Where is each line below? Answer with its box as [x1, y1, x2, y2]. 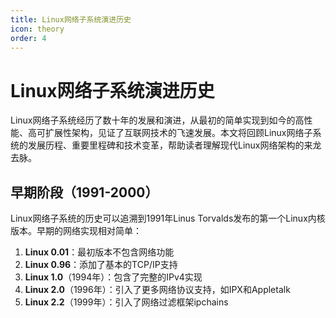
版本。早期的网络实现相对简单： [10, 225, 142, 237]
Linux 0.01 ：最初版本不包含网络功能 [24, 246, 175, 258]
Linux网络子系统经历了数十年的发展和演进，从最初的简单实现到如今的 [10, 114, 296, 126]
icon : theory [10, 24, 65, 34]
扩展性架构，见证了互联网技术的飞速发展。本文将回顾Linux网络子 [44, 127, 313, 139]
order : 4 [10, 33, 47, 43]
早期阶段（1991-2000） [10, 184, 159, 201]
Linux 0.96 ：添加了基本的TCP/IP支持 [24, 259, 178, 271]
